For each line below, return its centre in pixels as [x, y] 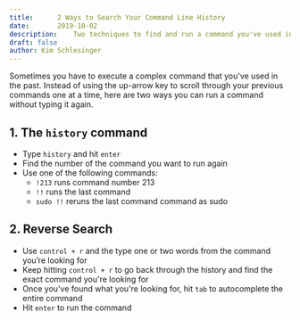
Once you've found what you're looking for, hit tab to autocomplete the [153, 288]
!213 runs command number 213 [95, 182]
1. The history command [79, 132]
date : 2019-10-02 [54, 26]
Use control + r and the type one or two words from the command [146, 250]
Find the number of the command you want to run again [125, 163]
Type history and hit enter [71, 153]
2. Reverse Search [61, 230]
